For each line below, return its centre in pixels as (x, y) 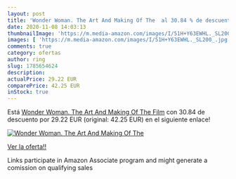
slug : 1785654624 (33, 66)
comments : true (29, 46)
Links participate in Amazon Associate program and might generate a (107, 160)
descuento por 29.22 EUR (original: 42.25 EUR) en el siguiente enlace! (109, 119)
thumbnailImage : (31, 33)
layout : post (26, 14)
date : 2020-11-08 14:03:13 (47, 27)
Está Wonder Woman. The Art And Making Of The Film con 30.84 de (106, 112)
